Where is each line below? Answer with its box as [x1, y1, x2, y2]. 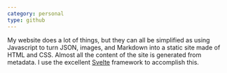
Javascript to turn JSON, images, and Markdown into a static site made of [7, 43, 221, 51]
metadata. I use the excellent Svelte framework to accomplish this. [7, 58, 200, 66]
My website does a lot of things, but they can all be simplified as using [7, 35, 210, 44]
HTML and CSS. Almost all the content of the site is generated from [7, 50, 202, 59]
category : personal [7, 10, 64, 17]
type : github [7, 17, 46, 24]
